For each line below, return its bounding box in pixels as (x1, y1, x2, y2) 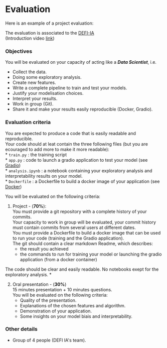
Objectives (5, 48, 33, 55)
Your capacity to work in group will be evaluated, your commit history (12, 219, 156, 225)
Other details (5, 325, 38, 332)
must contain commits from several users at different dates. (12, 224, 136, 230)
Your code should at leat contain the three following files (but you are (5, 141, 148, 147)
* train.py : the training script (5, 152, 67, 158)
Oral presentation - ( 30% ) (12, 281, 67, 287)
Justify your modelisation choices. (12, 90, 84, 96)
